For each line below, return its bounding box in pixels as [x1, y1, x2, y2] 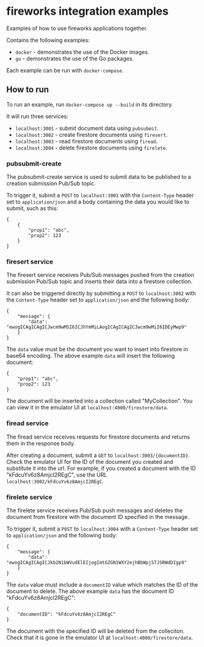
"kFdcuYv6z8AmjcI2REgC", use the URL [6, 471, 107, 479]
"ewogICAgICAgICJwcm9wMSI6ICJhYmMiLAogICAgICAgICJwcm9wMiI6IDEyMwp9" [6, 324, 188, 330]
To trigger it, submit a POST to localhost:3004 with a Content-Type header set [6, 525, 199, 532]
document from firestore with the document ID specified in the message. [6, 513, 189, 520]
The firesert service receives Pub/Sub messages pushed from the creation [6, 271, 194, 279]
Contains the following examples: [6, 36, 90, 44]
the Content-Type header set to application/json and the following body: [6, 296, 190, 304]
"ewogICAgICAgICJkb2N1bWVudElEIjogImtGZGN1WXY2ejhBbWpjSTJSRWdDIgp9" [6, 559, 188, 566]
